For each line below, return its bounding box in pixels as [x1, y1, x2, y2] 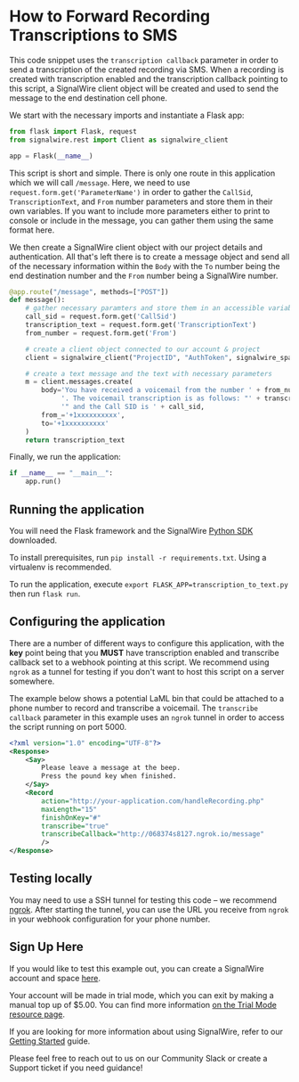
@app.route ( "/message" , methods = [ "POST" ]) [9, 287, 169, 296]
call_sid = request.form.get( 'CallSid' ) [25, 312, 177, 322]
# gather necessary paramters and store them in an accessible [25, 304, 265, 313]
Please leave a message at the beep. [41, 764, 181, 773]
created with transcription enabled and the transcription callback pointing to [9, 73, 288, 84]
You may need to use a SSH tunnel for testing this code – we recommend [9, 894, 278, 906]
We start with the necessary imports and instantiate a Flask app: [9, 110, 245, 120]
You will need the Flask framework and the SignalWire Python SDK [9, 526, 254, 536]
